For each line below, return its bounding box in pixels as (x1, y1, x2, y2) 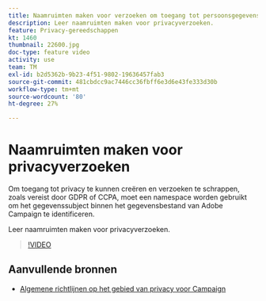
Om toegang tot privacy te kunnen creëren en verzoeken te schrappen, (8, 184, 240, 194)
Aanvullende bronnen (8, 263, 117, 276)
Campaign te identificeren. (8, 209, 95, 219)
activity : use (8, 56, 55, 64)
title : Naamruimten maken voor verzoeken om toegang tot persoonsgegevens (8, 11, 260, 20)
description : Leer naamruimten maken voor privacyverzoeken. (8, 19, 215, 27)
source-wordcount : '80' (8, 93, 87, 101)
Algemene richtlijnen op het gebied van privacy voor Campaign (19, 284, 226, 293)
